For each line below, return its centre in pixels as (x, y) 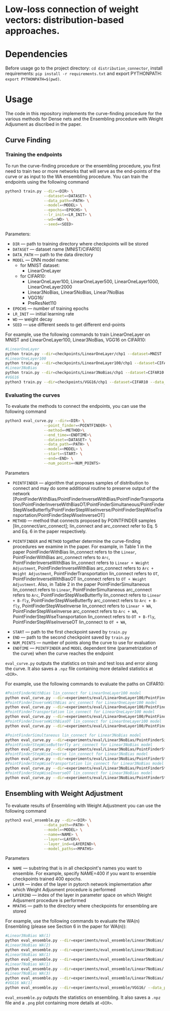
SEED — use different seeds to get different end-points (69, 324)
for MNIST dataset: (40, 265)
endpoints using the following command (47, 182)
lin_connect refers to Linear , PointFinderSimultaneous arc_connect (82, 589)
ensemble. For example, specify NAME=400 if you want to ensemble (84, 874)
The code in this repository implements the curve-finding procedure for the (84, 114)
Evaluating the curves (33, 395)
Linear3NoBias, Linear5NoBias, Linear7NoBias (76, 292)
